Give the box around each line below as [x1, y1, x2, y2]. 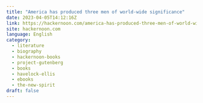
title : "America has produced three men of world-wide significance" [6, 8, 185, 15]
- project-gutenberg [11, 59, 63, 65]
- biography [11, 48, 42, 55]
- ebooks [11, 76, 34, 82]
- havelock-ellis [11, 71, 56, 77]
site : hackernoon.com [6, 25, 61, 32]
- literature [11, 43, 45, 49]
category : [6, 37, 31, 43]
